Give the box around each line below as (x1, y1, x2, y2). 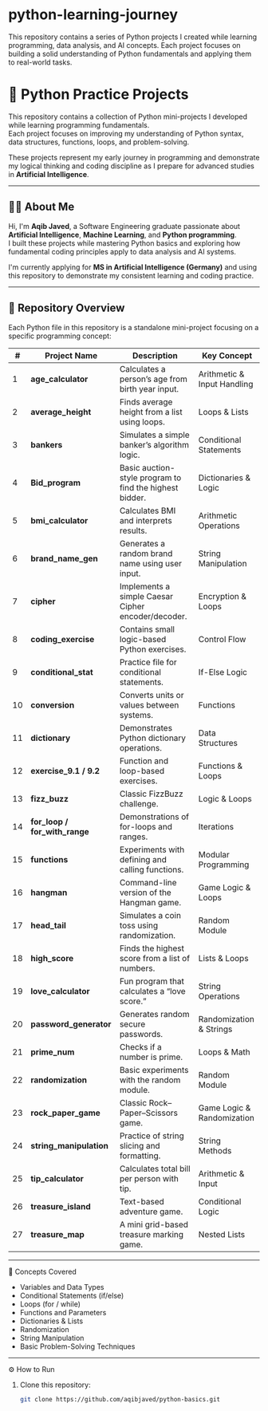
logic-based (119, 633, 167, 644)
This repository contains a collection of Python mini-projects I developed (8, 112, 248, 121)
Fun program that (119, 975, 185, 987)
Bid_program (30, 477, 81, 488)
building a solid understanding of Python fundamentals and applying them (8, 49, 252, 58)
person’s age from (119, 373, 187, 384)
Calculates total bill (119, 1163, 191, 1174)
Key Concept (202, 349, 253, 361)
